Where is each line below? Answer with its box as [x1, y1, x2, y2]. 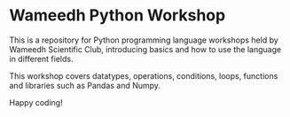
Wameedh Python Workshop [9, 5, 226, 26]
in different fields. [9, 53, 74, 64]
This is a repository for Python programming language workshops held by [9, 35, 279, 45]
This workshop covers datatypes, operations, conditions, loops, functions [9, 70, 278, 81]
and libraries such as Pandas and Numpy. [9, 80, 161, 90]
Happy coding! [9, 97, 64, 107]
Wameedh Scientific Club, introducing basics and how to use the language [9, 43, 282, 54]
